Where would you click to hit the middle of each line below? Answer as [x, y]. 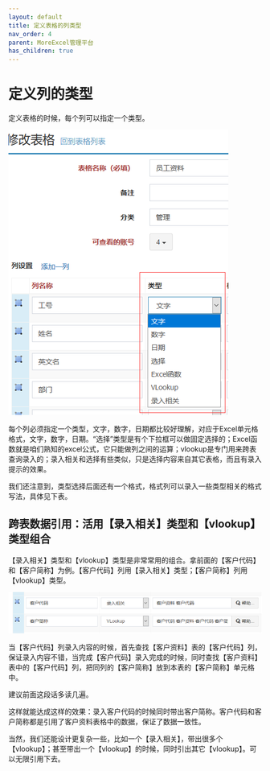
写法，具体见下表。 [40, 497]
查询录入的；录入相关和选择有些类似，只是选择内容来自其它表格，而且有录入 [135, 460]
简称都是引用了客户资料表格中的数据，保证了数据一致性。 [110, 722]
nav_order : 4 [30, 34]
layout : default [35, 17]
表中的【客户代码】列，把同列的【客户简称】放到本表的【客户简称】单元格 [131, 667]
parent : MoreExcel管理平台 [51, 43]
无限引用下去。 [40, 759]
